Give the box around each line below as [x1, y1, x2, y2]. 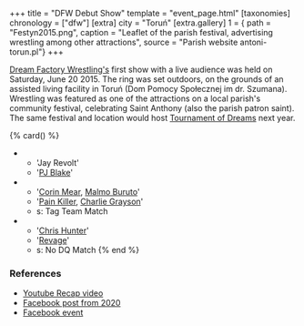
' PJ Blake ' [35, 168, 74, 178]
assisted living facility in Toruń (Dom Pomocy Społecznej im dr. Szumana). [9, 84, 288, 94]
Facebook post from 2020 [22, 298, 121, 309]
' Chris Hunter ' [35, 225, 89, 236]
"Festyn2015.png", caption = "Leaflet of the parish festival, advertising [9, 27, 273, 37]
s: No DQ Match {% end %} [35, 245, 140, 255]
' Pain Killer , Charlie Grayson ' [35, 196, 144, 207]
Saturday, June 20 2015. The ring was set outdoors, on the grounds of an [9, 74, 284, 85]
